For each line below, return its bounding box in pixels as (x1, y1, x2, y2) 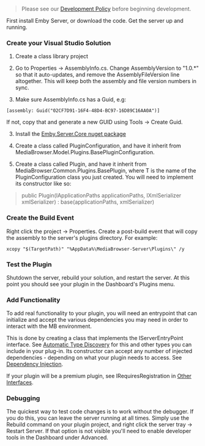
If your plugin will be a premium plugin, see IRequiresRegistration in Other (6, 373, 192, 380)
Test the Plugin (6, 260, 52, 269)
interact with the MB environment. (6, 322, 92, 330)
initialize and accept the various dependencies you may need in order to (6, 316, 188, 324)
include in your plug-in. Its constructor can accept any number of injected (6, 348, 193, 355)
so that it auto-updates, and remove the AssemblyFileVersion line (15, 71, 180, 78)
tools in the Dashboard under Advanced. (6, 434, 109, 441)
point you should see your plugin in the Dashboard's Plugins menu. (6, 280, 176, 288)
